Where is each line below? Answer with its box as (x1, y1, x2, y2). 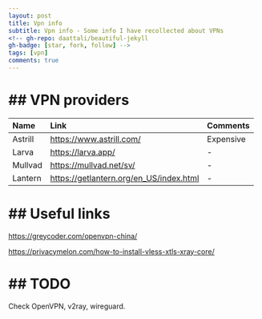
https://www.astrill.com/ (50, 133, 142, 144)
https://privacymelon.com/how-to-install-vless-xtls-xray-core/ (8, 246, 215, 256)
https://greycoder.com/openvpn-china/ (8, 231, 138, 240)
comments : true (8, 57, 59, 65)
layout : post (8, 11, 52, 20)
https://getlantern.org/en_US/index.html (50, 172, 200, 184)
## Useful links (8, 205, 111, 223)
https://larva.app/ (50, 146, 116, 157)
